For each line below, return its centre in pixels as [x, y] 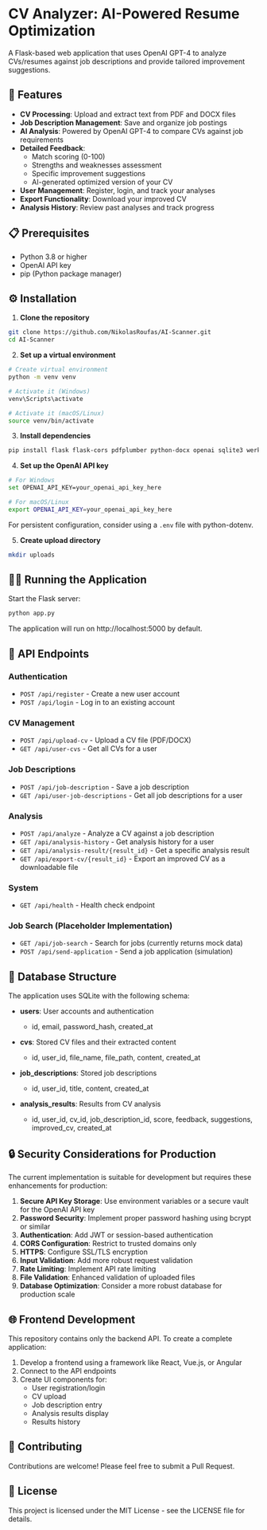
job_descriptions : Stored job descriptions [88, 1073]
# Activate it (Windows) [49, 391]
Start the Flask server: [44, 599]
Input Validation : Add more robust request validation [106, 1261]
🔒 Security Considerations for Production [112, 1154]
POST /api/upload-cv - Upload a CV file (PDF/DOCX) [106, 740]
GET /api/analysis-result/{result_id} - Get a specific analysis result [135, 850]
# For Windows [32, 480]
